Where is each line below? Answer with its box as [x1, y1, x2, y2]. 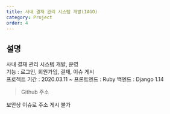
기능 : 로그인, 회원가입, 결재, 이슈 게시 [6, 68, 95, 76]
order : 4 [6, 20, 28, 26]
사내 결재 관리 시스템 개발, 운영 [6, 61, 79, 68]
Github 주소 [20, 88, 49, 96]
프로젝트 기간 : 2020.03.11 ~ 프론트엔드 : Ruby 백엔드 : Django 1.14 [6, 76, 164, 83]
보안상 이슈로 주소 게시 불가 [6, 101, 71, 109]
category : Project [6, 14, 52, 20]
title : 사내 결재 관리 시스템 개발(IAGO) [6, 8, 98, 15]
